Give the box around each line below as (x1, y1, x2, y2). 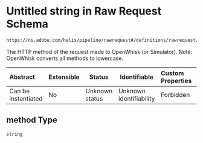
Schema (6, 17, 48, 31)
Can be (9, 87, 30, 95)
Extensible (48, 73, 80, 81)
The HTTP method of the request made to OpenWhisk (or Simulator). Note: (6, 48, 193, 55)
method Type (6, 115, 57, 125)
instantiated (9, 94, 43, 102)
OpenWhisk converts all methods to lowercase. (6, 55, 124, 62)
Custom (161, 68, 184, 77)
